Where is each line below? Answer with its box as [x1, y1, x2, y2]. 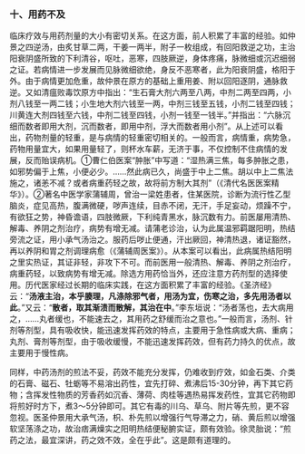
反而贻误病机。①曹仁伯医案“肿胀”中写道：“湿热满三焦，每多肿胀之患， [25, 155, 293, 166]
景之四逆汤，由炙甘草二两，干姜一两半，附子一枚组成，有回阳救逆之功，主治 [9, 42, 296, 53]
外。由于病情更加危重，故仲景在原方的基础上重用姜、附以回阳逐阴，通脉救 [9, 75, 288, 87]
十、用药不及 [9, 7, 66, 20]
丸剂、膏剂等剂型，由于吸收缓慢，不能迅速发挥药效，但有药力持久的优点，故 [9, 336, 296, 347]
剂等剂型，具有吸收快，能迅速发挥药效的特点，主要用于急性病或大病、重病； [9, 324, 296, 336]
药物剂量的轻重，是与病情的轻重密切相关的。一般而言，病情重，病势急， [25, 132, 296, 143]
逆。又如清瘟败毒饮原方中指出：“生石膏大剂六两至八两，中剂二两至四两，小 [9, 87, 292, 98]
